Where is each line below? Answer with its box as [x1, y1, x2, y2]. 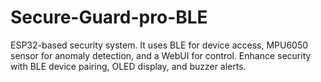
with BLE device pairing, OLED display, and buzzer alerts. [10, 60, 247, 72]
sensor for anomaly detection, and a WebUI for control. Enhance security [10, 49, 312, 61]
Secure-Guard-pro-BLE [10, 6, 208, 29]
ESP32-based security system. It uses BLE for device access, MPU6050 [10, 39, 309, 51]
